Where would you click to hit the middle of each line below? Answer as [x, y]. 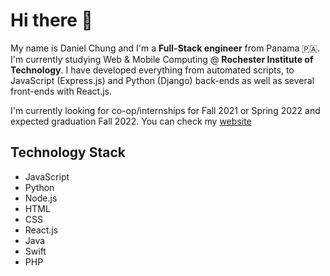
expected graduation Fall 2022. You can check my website [131, 121]
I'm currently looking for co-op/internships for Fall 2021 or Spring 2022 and [165, 110]
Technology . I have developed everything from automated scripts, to [152, 70]
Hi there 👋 [51, 20]
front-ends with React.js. [61, 91]
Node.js [41, 198]
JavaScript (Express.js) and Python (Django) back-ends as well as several [162, 80]
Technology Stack [68, 152]
